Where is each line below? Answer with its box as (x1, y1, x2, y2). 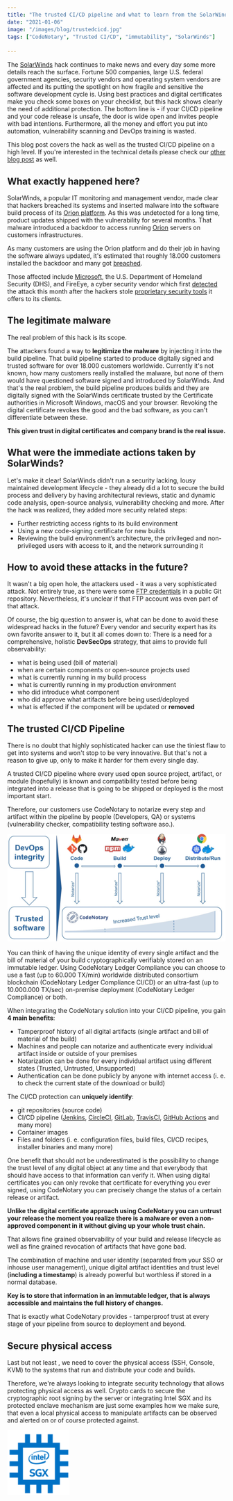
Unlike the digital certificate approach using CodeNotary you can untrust (7, 1207, 222, 1215)
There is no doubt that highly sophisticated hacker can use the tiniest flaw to (7, 741, 226, 750)
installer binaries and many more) (17, 1143, 113, 1151)
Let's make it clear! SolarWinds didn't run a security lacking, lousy (7, 476, 196, 485)
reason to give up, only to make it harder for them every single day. (7, 756, 199, 765)
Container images (17, 1128, 68, 1137)
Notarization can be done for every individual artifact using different (17, 1057, 212, 1065)
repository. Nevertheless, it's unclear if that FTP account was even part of (7, 594, 218, 603)
